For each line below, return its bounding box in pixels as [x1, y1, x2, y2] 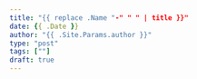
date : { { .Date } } [9, 22, 79, 31]
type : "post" [9, 38, 59, 48]
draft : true [9, 55, 54, 64]
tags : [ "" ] [9, 47, 51, 56]
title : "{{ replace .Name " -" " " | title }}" [9, 13, 189, 23]
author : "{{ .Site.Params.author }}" [9, 30, 153, 39]
